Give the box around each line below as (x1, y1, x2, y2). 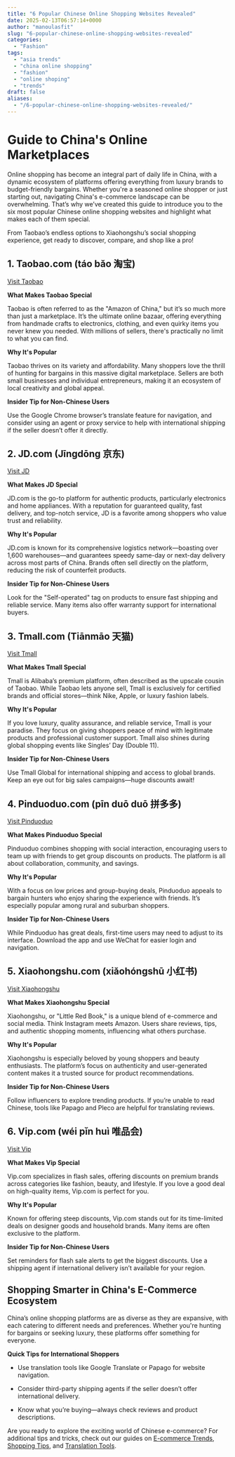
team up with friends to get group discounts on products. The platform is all (7, 852, 226, 860)
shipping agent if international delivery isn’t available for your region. (7, 1263, 206, 1272)
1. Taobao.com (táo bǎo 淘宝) (7, 258, 136, 270)
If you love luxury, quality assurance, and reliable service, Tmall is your (7, 719, 212, 727)
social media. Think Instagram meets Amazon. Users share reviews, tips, (7, 1019, 217, 1027)
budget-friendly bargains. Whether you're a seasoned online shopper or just (7, 185, 228, 193)
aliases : (7, 95, 33, 103)
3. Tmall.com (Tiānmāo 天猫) (7, 630, 135, 642)
